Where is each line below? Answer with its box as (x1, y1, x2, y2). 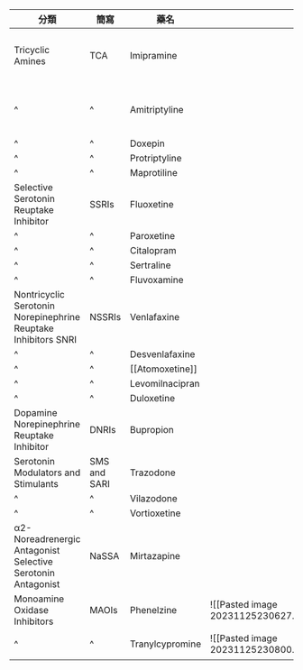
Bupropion (129, 424, 174, 436)
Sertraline (129, 259, 171, 271)
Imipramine (129, 50, 178, 61)
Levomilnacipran (129, 378, 200, 390)
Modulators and (14, 466, 81, 479)
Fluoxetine (129, 198, 174, 210)
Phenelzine (129, 604, 178, 616)
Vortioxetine (129, 507, 181, 519)
